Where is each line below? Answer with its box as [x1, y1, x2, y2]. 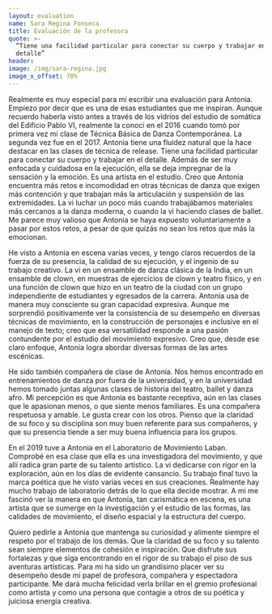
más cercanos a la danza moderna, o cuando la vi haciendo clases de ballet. [8, 206, 263, 215]
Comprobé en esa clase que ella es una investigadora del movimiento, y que [8, 451, 263, 461]
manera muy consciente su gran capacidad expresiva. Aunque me [8, 299, 230, 309]
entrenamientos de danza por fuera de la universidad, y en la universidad [8, 375, 253, 385]
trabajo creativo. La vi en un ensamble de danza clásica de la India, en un [8, 265, 253, 275]
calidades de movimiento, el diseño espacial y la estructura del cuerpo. [8, 511, 246, 521]
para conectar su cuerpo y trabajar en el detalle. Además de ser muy [8, 155, 238, 164]
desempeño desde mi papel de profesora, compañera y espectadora [8, 570, 238, 580]
